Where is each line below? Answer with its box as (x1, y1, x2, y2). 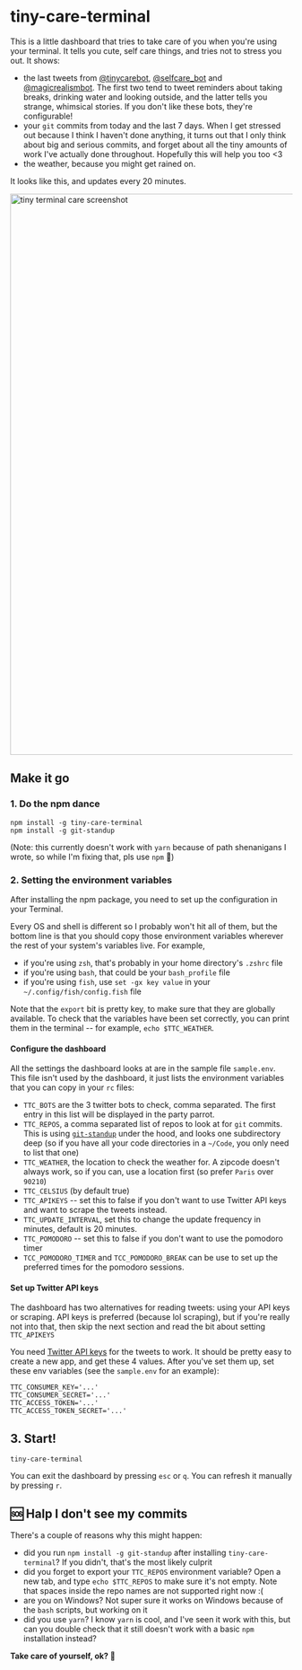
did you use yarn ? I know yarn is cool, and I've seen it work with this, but (22, 1613, 291, 1624)
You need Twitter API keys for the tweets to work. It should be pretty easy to (10, 1347, 292, 1358)
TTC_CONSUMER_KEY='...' (10, 1383, 99, 1393)
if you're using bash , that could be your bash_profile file (22, 967, 231, 978)
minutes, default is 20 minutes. (22, 1224, 138, 1235)
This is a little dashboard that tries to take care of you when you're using (10, 36, 277, 47)
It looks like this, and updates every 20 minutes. (10, 175, 186, 186)
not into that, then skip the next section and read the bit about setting (10, 1322, 266, 1332)
